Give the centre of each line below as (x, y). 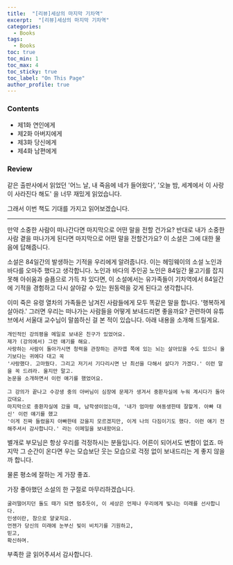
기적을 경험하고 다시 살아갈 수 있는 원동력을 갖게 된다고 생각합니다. (104, 288)
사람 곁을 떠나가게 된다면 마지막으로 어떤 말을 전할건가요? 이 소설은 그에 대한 (110, 238)
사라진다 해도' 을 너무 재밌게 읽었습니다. (68, 193)
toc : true (21, 53)
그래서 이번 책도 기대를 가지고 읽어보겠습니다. (68, 208)
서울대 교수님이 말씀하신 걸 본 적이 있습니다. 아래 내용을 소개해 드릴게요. (122, 320)
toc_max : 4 (23, 65)
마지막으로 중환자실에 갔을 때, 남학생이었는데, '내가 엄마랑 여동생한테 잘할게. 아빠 (110, 406)
